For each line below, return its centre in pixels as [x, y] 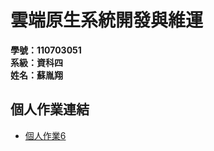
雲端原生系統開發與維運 [107, 20]
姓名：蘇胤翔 [36, 75]
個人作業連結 [50, 109]
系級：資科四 [36, 62]
